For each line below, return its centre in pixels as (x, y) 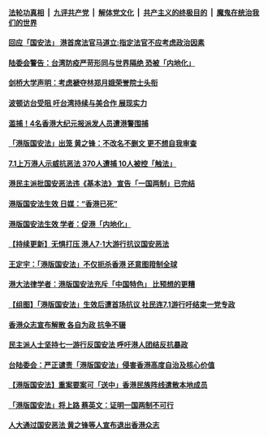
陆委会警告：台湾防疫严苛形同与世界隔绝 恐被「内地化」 (102, 63)
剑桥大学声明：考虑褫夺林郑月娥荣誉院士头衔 (83, 83)
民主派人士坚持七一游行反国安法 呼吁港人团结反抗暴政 (98, 345)
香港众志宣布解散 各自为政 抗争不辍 (67, 325)
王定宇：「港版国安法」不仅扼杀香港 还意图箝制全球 (93, 264)
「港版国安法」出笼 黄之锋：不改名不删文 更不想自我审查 (103, 143)
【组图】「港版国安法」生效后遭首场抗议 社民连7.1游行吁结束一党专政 (122, 304)
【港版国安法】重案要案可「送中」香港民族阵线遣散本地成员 (108, 385)
